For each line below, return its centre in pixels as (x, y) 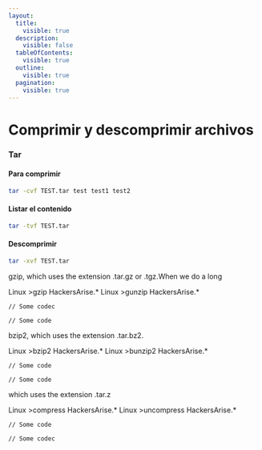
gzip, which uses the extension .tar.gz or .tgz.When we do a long (115, 276)
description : (37, 38)
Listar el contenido (40, 209)
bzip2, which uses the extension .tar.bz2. (76, 335)
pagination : (36, 82)
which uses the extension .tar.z (60, 394)
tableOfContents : (44, 53)
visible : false (48, 46)
